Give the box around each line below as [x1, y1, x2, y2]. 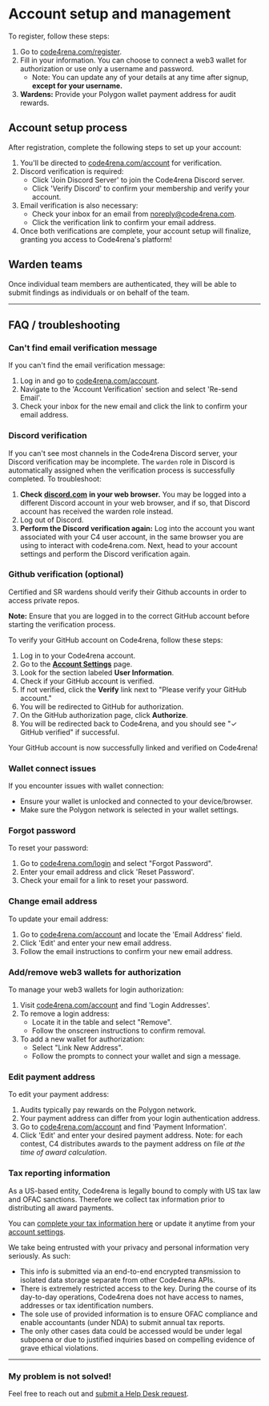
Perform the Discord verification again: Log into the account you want [19, 523, 255, 533]
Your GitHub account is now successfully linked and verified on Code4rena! [8, 743, 259, 752]
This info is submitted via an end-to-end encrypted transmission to [19, 1267, 241, 1276]
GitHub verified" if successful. [19, 727, 120, 737]
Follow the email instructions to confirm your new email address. [19, 946, 234, 956]
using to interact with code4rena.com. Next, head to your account [19, 540, 238, 550]
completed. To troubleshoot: [8, 473, 102, 483]
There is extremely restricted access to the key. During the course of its [19, 1283, 257, 1293]
